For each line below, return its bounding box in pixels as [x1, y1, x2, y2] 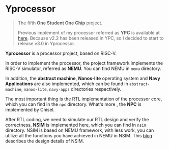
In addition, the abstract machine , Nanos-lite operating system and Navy [5, 75, 160, 81]
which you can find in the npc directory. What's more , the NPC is [5, 101, 142, 107]
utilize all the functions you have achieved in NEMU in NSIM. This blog [5, 132, 153, 138]
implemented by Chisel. [5, 106, 55, 113]
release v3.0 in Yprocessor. [17, 40, 75, 46]
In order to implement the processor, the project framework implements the [5, 60, 163, 66]
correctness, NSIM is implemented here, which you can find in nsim [5, 122, 147, 128]
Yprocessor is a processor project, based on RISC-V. [5, 50, 117, 56]
